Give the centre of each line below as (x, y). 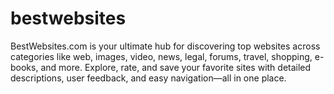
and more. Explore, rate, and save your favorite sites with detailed (176, 67)
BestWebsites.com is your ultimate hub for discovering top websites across (165, 46)
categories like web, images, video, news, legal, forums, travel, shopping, (161, 56)
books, (24, 67)
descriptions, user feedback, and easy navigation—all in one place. (148, 78)
